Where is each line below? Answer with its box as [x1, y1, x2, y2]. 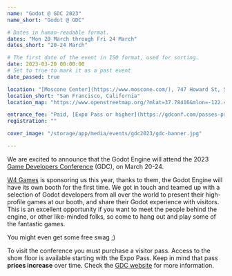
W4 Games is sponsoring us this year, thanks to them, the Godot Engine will [7, 175, 223, 184]
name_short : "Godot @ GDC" [7, 17, 85, 23]
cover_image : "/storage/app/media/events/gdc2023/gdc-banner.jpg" [7, 130, 202, 137]
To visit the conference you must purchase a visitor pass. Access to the [7, 246, 211, 255]
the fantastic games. [7, 219, 66, 228]
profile [7, 197, 26, 206]
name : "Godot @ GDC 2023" [7, 10, 81, 17]
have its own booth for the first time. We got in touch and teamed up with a [7, 183, 220, 191]
